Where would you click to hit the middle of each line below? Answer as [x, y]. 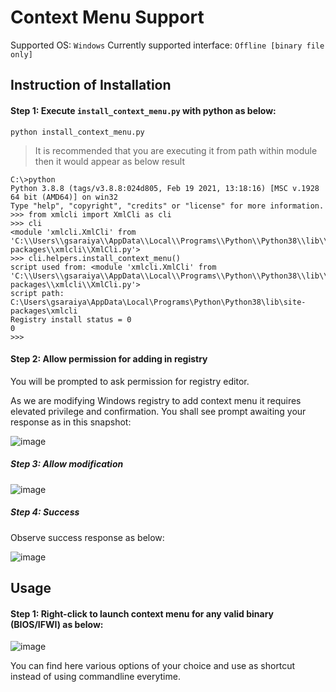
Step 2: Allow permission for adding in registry [109, 359]
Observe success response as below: [87, 537]
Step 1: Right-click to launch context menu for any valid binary [142, 613]
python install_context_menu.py [77, 132]
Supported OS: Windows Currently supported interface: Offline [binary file [167, 45]
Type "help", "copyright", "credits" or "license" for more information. [167, 206]
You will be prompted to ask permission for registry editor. [130, 381]
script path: [37, 293]
